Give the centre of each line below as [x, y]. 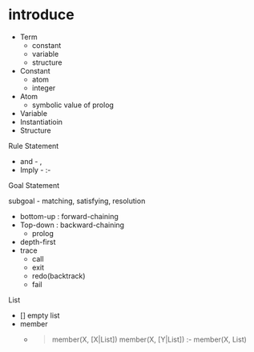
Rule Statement [34, 146]
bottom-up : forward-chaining [69, 216]
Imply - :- [35, 170]
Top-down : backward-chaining [72, 225]
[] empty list [40, 315]
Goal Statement [34, 185]
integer [44, 88]
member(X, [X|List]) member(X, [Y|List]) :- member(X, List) [149, 339]
